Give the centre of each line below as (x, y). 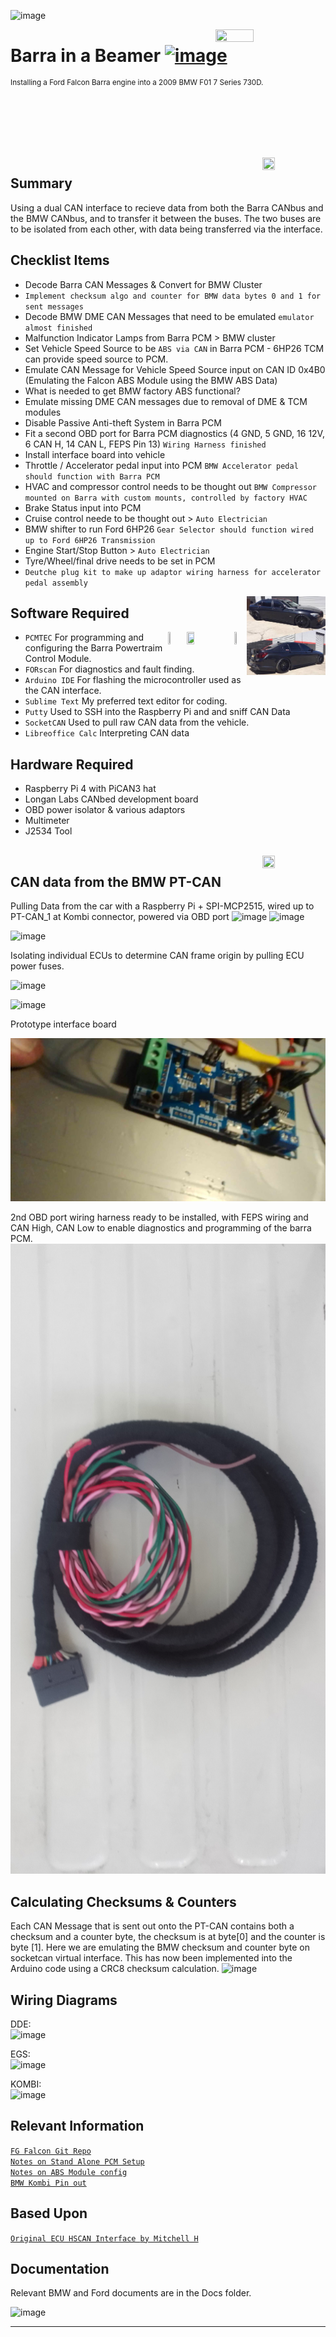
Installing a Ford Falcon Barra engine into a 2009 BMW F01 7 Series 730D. (137, 82)
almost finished (58, 328)
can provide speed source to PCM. (96, 359)
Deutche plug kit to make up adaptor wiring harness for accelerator (173, 572)
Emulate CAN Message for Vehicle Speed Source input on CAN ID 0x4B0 (175, 369)
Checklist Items (60, 260)
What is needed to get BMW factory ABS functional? (132, 391)
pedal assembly (56, 583)
